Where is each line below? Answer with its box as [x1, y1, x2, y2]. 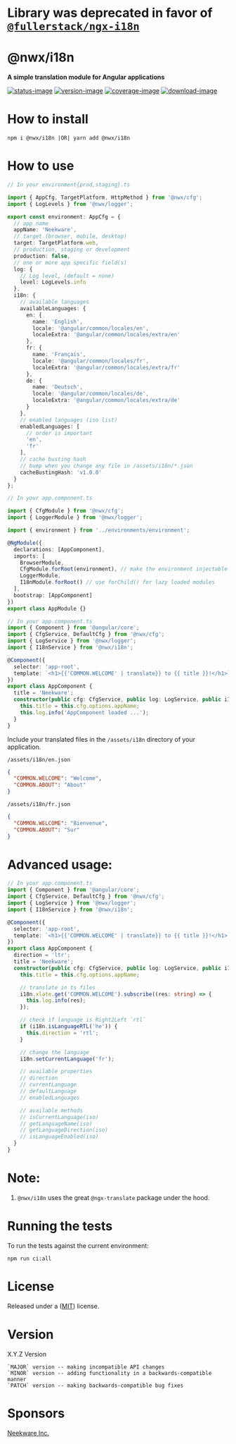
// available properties [20, 1068, 93, 1075]
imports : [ [13, 552, 46, 560]
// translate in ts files [20, 984, 96, 991]
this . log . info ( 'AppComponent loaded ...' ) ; [20, 709, 150, 716]
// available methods [20, 1107, 83, 1114]
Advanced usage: [7, 857, 112, 872]
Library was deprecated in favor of [7, 5, 213, 21]
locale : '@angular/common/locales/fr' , [32, 357, 150, 365]
